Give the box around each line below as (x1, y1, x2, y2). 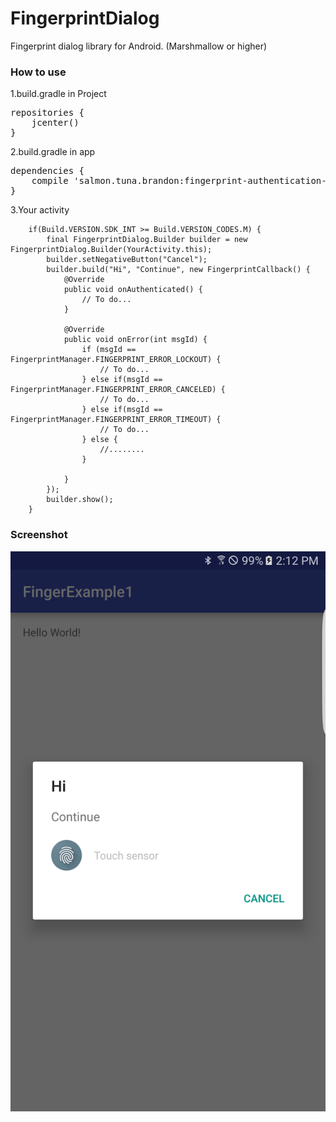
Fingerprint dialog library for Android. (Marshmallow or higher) (10, 40, 268, 52)
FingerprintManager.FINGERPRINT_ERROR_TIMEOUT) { (10, 415, 222, 425)
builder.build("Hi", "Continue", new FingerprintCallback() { (46, 265, 311, 275)
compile (31, 175, 69, 187)
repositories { (10, 107, 85, 119)
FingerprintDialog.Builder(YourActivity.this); (10, 245, 213, 255)
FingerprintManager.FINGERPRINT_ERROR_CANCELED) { (10, 385, 226, 395)
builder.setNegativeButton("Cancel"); (46, 255, 208, 265)
